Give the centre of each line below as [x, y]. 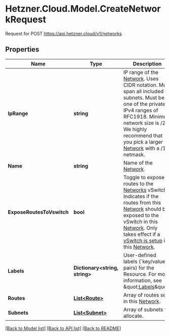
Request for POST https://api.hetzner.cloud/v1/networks [64, 33]
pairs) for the [139, 268]
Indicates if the [141, 196]
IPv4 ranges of [141, 110]
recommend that [143, 136]
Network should [142, 209]
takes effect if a [142, 234]
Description [147, 64]
